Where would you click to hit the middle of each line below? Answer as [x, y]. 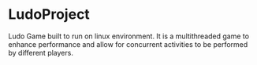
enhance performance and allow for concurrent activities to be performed [128, 44]
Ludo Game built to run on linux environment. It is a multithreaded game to [129, 36]
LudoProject [49, 14]
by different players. [41, 52]
